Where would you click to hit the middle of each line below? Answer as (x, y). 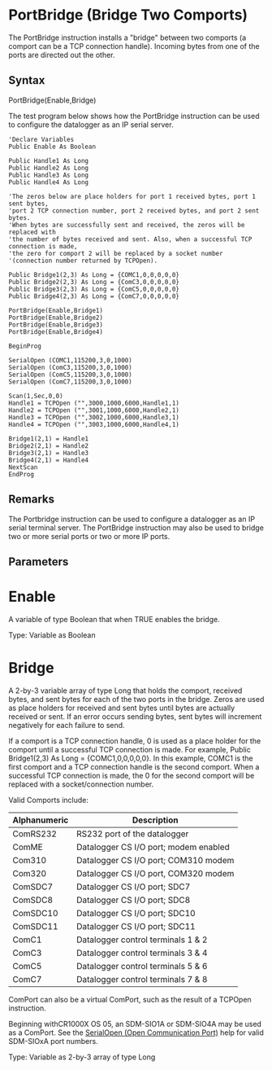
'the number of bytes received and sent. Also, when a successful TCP (130, 239)
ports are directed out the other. (62, 55)
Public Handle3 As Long (49, 175)
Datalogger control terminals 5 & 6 (142, 966)
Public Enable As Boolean (52, 147)
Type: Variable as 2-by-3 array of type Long (82, 1057)
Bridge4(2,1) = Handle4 (49, 460)
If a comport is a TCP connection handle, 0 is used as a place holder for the (135, 741)
